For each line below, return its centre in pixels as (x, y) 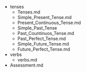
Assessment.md (26, 65)
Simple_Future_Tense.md (43, 44)
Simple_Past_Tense (37, 28)
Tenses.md (29, 12)
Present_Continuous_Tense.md (49, 22)
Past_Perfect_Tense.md (41, 38)
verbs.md (27, 60)
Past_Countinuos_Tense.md (46, 33)
